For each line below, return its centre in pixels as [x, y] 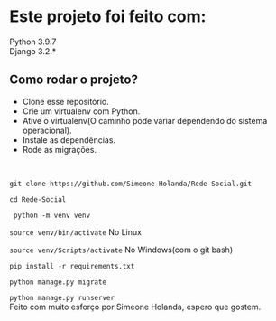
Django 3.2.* [33, 51]
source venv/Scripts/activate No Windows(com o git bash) [121, 250]
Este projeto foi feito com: [108, 17]
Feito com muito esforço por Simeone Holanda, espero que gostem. [135, 307]
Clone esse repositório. [66, 101]
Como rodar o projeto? [74, 80]
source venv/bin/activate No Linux [76, 231]
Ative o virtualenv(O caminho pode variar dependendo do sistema [145, 120]
